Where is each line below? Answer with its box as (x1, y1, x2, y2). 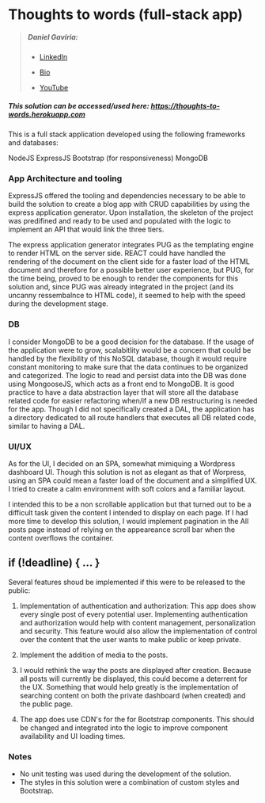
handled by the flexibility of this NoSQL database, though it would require (8, 354, 248, 363)
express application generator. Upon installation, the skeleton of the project (8, 208, 254, 217)
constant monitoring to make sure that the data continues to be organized (8, 362, 248, 372)
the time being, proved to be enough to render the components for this (8, 273, 239, 283)
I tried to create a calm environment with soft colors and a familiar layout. (8, 484, 247, 494)
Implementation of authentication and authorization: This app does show (19, 601, 256, 610)
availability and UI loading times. (19, 731, 126, 740)
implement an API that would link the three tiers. (8, 224, 165, 235)
